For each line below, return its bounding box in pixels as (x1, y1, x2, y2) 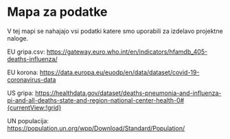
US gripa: (7, 89, 34, 97)
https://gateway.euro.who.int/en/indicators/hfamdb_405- (46, 47, 208, 56)
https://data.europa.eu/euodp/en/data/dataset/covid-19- (40, 68, 200, 76)
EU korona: (7, 68, 39, 76)
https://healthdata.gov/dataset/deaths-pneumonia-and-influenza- (35, 89, 222, 97)
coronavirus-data (7, 75, 56, 83)
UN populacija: (7, 116, 49, 125)
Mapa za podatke (7, 4, 108, 20)
